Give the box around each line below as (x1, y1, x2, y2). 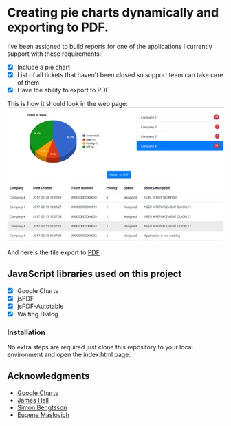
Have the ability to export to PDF (16, 86, 110, 94)
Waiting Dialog (16, 310, 58, 318)
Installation (7, 327, 46, 337)
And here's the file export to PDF (7, 248, 100, 256)
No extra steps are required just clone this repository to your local (7, 343, 194, 352)
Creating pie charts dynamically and (7, 5, 219, 21)
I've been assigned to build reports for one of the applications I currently (7, 42, 212, 50)
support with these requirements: (7, 50, 102, 58)
